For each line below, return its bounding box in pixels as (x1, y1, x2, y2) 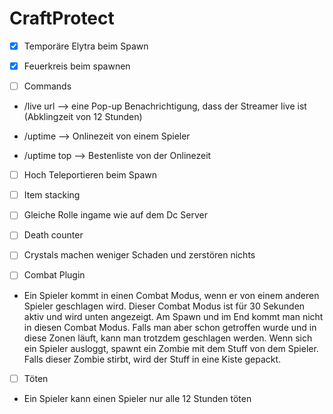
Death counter (23, 229, 84, 241)
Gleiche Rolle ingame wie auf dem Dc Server (23, 209, 208, 221)
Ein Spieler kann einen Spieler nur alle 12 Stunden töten (23, 392, 252, 404)
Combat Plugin (23, 269, 86, 281)
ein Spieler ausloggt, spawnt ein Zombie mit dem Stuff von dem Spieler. (23, 342, 319, 354)
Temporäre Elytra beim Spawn (23, 40, 149, 52)
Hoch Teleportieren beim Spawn (23, 169, 158, 181)
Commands (23, 80, 72, 92)
